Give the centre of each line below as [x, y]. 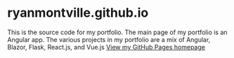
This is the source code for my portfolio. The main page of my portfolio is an [117, 32]
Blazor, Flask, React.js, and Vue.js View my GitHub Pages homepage [106, 47]
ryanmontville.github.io [78, 13]
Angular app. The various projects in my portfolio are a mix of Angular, [109, 39]
